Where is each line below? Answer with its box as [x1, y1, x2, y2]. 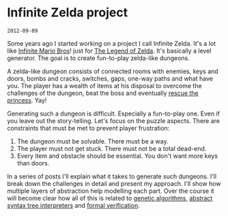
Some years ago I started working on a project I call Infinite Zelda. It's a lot [7, 39, 216, 47]
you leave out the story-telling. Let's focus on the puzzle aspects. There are [7, 116, 220, 124]
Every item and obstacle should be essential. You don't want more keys [16, 152, 218, 160]
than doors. [16, 159, 50, 167]
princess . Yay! [7, 96, 47, 104]
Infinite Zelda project [7, 5, 128, 21]
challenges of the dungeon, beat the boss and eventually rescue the [7, 89, 199, 97]
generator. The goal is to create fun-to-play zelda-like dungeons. [7, 53, 190, 62]
